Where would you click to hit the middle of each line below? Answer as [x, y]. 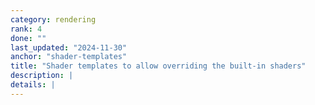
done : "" [28, 38]
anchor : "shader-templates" [69, 57]
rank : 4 [26, 29]
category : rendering [53, 19]
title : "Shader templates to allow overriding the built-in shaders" [158, 66]
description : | [42, 76]
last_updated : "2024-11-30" [69, 47]
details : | [33, 85]
